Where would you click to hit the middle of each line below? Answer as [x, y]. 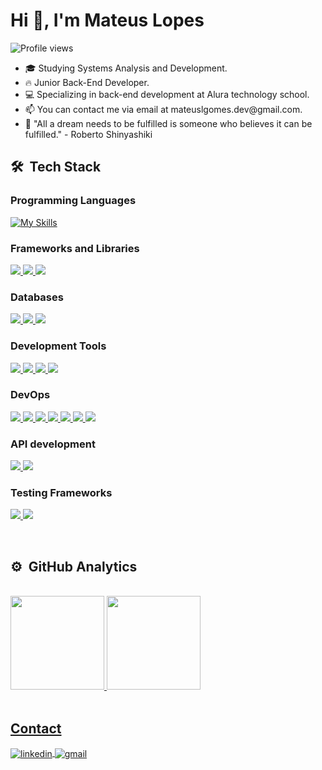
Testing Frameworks [61, 493]
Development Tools [58, 346]
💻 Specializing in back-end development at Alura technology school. [167, 94]
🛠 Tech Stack [56, 167]
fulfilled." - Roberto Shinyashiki [88, 134]
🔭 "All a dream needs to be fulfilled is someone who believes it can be [168, 123]
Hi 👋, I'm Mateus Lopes [107, 20]
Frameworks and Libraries [75, 248]
